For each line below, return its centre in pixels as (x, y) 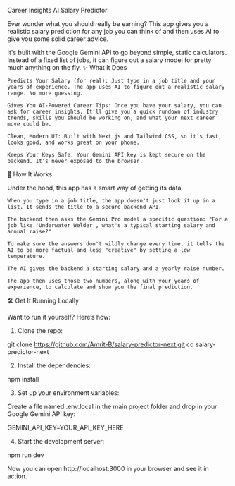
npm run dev (26, 455)
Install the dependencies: (54, 365)
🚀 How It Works (30, 174)
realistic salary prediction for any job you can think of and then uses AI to (113, 31)
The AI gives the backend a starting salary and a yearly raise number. (116, 269)
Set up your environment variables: (68, 393)
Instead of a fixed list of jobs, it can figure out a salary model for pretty (109, 60)
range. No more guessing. (45, 93)
